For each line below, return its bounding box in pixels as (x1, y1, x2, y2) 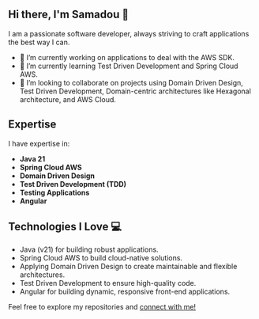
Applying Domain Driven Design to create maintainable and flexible (19, 262, 238, 272)
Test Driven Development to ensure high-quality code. (19, 279, 197, 288)
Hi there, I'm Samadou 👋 (8, 8, 129, 21)
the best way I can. (8, 37, 70, 47)
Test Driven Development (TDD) (19, 179, 127, 188)
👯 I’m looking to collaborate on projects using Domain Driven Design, (19, 78, 243, 87)
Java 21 (19, 154, 46, 163)
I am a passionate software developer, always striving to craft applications (8, 28, 250, 38)
